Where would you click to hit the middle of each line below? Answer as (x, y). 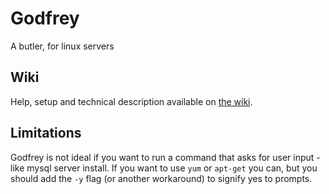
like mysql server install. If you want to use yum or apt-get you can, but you (164, 168)
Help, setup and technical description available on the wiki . (131, 101)
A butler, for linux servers (62, 46)
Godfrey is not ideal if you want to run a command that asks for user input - (165, 157)
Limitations (46, 133)
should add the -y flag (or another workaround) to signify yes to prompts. (161, 178)
